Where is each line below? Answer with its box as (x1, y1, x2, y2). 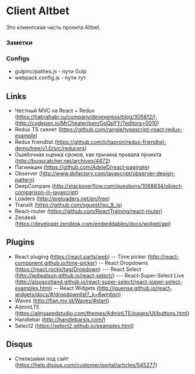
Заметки (6, 38, 33, 47)
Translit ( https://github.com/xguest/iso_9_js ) (14, 201, 123, 208)
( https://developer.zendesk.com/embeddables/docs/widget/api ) (14, 220, 171, 227)
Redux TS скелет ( (14, 125, 61, 133)
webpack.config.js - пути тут (14, 74, 86, 81)
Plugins (6, 237, 35, 247)
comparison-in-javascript (14, 188, 77, 196)
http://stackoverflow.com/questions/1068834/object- (53, 182, 183, 189)
